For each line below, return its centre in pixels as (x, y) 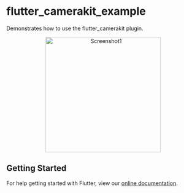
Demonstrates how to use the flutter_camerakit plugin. (75, 28)
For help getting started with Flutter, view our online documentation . (92, 183)
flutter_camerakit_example (76, 11)
